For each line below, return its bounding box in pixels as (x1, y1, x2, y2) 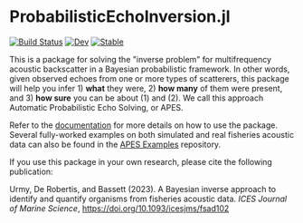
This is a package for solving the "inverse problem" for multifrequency (9, 53, 272, 64)
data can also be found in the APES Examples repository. (9, 139, 222, 150)
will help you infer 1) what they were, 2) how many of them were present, (9, 82, 283, 93)
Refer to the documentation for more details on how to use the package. (9, 120, 279, 131)
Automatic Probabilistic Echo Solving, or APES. (9, 102, 184, 112)
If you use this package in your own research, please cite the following (9, 156, 273, 167)
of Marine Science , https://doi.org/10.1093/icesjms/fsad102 (9, 202, 230, 214)
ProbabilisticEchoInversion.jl (9, 6, 231, 27)
